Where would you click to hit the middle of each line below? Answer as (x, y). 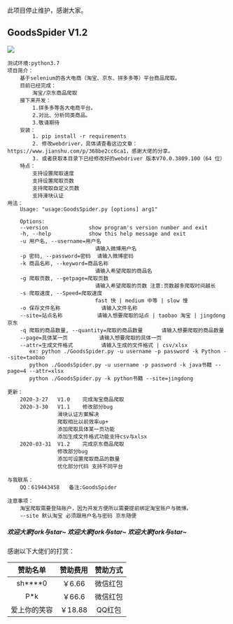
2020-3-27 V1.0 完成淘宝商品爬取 (72, 399)
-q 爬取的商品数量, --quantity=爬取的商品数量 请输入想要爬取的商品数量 (122, 330)
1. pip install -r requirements (80, 136)
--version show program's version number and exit (114, 227)
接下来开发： (35, 100)
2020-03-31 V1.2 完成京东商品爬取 (72, 444)
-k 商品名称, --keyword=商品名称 (64, 263)
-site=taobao (26, 357)
